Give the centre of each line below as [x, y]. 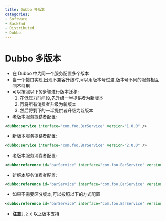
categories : [17, 14]
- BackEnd [15, 23]
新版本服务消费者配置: [35, 175]
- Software [16, 19]
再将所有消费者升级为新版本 [48, 104]
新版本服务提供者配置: [35, 136]
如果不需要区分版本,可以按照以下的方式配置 [56, 194]
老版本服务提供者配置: [35, 116]
